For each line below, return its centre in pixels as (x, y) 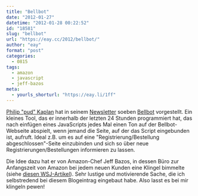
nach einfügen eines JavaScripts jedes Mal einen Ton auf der (81, 124)
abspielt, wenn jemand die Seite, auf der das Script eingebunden (110, 130)
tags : (13, 67)
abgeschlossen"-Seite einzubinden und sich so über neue (78, 143)
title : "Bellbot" (28, 12)
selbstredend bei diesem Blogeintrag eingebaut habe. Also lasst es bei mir (98, 180)
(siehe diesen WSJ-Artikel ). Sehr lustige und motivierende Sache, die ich (95, 174)
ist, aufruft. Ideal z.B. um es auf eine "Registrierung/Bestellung (83, 137)
